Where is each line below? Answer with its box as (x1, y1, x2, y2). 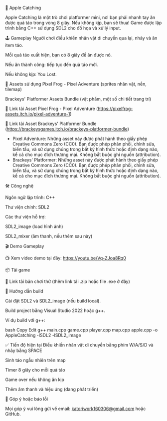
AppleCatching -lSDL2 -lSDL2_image (5, 332, 81, 338)
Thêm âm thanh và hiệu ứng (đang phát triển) (5, 386, 99, 392)
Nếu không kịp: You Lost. (5, 71, 57, 77)
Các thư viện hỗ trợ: (5, 214, 46, 219)
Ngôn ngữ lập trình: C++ (5, 194, 55, 200)
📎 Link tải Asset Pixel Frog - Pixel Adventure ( (5, 105, 98, 111)
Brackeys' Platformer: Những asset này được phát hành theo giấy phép (12, 157, 159, 162)
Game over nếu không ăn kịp (5, 376, 65, 382)
